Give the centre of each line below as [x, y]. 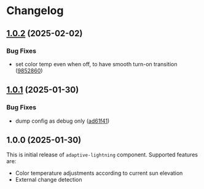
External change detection [49, 180]
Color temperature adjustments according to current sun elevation [99, 173]
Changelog [35, 11]
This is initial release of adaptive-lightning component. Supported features [102, 155]
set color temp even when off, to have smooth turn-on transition [96, 64]
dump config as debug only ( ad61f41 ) [62, 121]
